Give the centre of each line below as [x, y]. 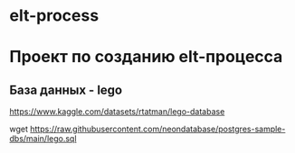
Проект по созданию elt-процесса [146, 57]
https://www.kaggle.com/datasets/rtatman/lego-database [117, 112]
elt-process [54, 16]
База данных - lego [66, 90]
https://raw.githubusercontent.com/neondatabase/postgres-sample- [158, 129]
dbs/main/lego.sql [43, 139]
